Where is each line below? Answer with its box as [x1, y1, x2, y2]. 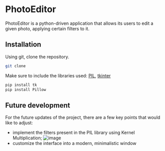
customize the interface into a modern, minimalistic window [12, 140, 137, 146]
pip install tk [5, 82, 37, 87]
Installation [5, 40, 41, 49]
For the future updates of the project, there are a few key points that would [5, 115, 160, 121]
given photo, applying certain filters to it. [5, 25, 90, 31]
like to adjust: [5, 120, 33, 126]
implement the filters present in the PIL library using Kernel [12, 130, 135, 136]
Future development [5, 101, 71, 110]
